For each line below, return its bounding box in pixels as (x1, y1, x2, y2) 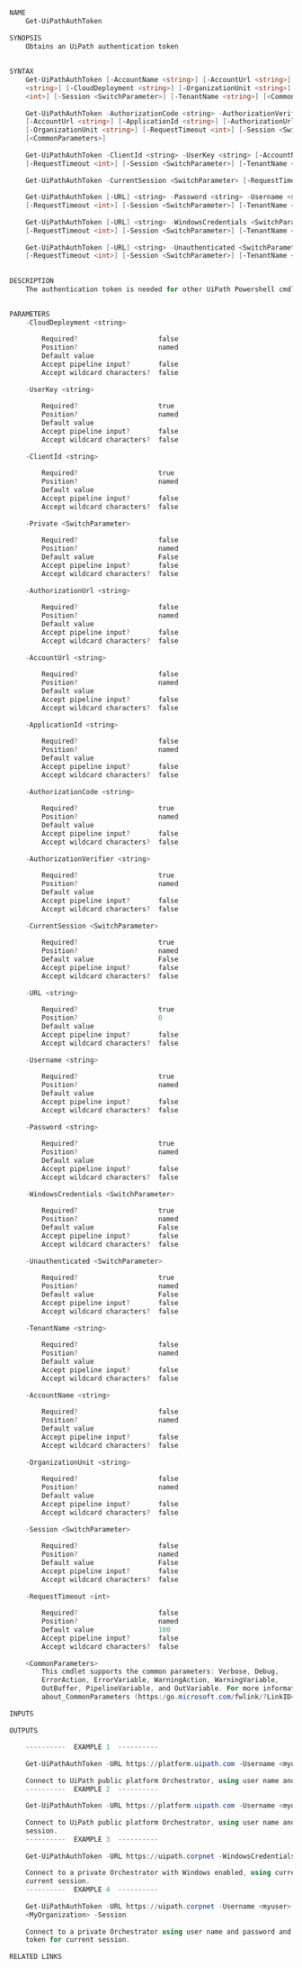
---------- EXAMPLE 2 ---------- (25, 1784, 159, 1794)
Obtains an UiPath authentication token (25, 41, 179, 50)
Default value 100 (41, 1625, 171, 1634)
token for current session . (25, 1936, 130, 1945)
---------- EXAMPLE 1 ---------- (25, 1743, 159, 1752)
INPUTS (9, 1709, 34, 1718)
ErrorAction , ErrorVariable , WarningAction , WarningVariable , (41, 1676, 280, 1685)
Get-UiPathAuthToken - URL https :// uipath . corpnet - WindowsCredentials (25, 1852, 296, 1861)
